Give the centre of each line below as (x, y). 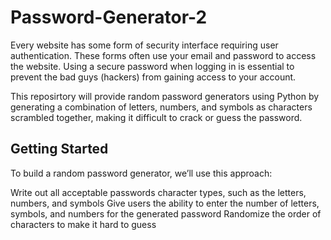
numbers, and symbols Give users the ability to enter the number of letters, (165, 203)
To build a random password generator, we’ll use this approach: (141, 173)
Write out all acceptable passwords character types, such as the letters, (158, 192)
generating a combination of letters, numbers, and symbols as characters (161, 107)
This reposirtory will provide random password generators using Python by (165, 96)
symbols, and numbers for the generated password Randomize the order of (166, 213)
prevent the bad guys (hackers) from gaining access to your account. (153, 77)
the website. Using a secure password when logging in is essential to (152, 66)
